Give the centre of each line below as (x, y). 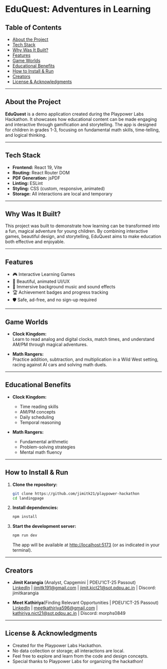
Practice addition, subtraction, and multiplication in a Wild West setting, (85, 359)
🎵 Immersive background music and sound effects (64, 287)
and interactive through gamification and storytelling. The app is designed (81, 124)
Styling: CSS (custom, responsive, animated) (59, 188)
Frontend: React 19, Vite (37, 167)
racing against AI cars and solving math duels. (60, 365)
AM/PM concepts (38, 412)
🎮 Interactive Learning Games (44, 274)
